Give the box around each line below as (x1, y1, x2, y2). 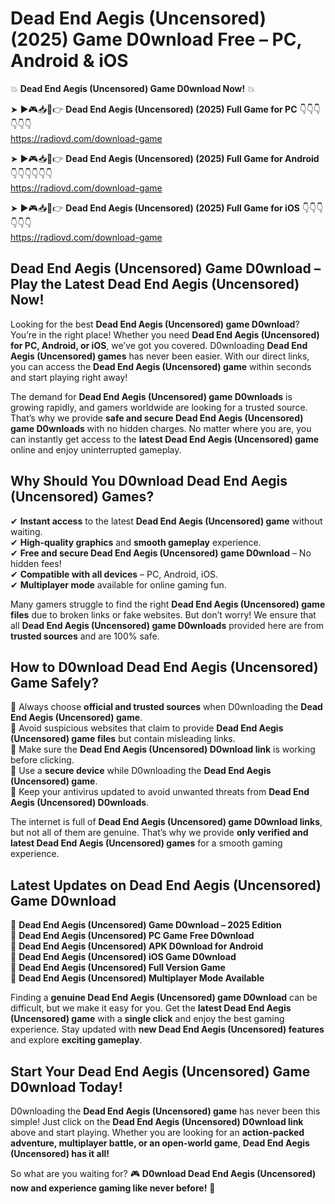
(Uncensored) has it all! (10, 1148, 110, 1159)
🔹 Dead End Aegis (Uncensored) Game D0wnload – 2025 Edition (10, 919, 282, 931)
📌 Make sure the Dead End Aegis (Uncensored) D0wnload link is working (10, 743, 316, 756)
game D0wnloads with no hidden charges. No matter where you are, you (10, 422, 312, 434)
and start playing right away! (10, 371, 128, 383)
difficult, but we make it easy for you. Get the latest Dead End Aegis (10, 1002, 292, 1014)
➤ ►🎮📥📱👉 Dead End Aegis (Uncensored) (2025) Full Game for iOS (10, 202, 300, 214)
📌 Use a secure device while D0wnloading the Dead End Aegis (10, 765, 272, 777)
